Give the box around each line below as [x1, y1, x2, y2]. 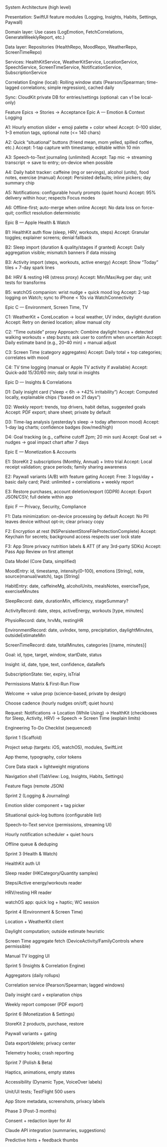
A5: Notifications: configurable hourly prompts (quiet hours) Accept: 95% [5, 189, 156, 195]
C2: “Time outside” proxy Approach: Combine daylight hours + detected [5, 329, 154, 334]
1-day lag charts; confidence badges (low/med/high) [5, 424, 113, 430]
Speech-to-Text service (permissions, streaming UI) [5, 822, 112, 827]
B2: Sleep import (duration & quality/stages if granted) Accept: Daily [5, 244, 145, 250]
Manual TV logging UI [5, 953, 50, 959]
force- [141, 204, 155, 210]
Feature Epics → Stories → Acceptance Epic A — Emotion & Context [5, 109, 145, 115]
